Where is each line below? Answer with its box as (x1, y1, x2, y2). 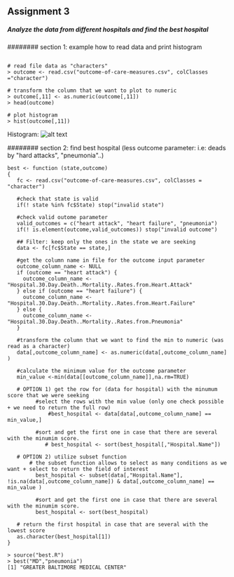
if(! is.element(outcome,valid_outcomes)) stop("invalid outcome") (16, 226, 218, 234)
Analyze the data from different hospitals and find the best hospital (7, 25, 209, 34)
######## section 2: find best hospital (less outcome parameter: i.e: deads (7, 144, 226, 152)
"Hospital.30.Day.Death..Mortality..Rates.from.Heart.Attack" (7, 281, 193, 288)
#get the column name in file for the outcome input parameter (16, 257, 205, 264)
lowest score (7, 527, 46, 534)
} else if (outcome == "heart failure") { (16, 288, 142, 295)
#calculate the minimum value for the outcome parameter (16, 368, 187, 375)
